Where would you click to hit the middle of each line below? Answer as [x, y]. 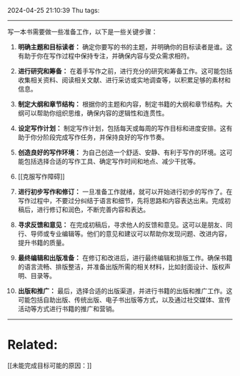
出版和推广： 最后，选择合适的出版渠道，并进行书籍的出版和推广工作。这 [125, 291]
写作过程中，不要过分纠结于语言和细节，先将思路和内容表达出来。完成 [121, 201]
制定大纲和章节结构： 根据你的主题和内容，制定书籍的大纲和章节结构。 [122, 104]
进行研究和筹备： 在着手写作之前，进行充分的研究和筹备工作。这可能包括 [125, 71]
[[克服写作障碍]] [41, 177]
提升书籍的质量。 [43, 243]
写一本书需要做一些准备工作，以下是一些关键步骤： [82, 32]
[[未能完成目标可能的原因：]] [50, 365]
